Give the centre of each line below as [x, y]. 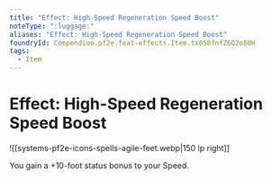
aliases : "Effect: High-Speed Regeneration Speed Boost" [118, 34]
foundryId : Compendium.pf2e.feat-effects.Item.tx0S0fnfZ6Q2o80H [132, 43]
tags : [19, 51]
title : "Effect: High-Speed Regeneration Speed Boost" [114, 18]
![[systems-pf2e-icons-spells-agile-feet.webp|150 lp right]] [119, 148]
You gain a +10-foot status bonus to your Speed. [99, 165]
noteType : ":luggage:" [52, 26]
